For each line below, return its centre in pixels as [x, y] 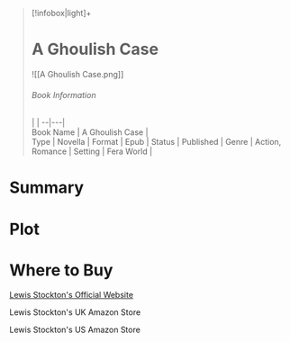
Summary [46, 188]
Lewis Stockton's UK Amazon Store [75, 312]
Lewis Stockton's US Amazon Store [75, 330]
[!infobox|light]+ [61, 13]
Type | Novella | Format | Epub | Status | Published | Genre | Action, [156, 142]
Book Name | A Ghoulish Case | [90, 132]
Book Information [63, 94]
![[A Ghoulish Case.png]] [77, 74]
